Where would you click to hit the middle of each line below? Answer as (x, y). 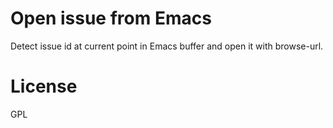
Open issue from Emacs (111, 18)
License (44, 86)
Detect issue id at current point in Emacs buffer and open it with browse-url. (167, 46)
